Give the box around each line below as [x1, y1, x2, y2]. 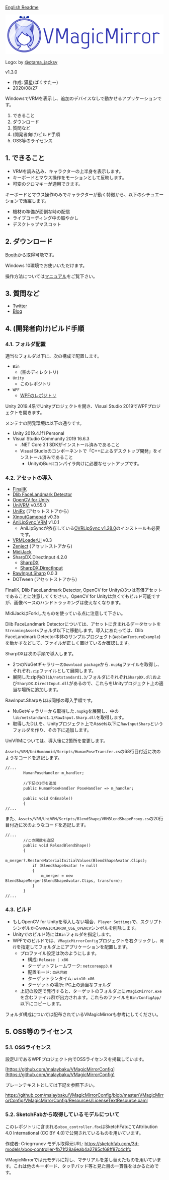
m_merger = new [41, 873, 73, 878]
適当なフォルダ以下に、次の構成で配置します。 [5, 353, 102, 359]
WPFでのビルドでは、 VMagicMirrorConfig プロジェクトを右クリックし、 [12, 937, 160, 943]
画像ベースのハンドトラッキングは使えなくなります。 [14, 600, 124, 606]
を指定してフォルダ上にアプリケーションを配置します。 [16, 943, 131, 950]
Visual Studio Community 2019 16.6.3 [12, 436, 90, 442]
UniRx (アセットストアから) [12, 508, 69, 514]
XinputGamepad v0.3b [12, 514, 59, 520]
